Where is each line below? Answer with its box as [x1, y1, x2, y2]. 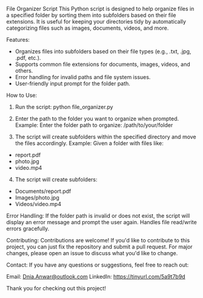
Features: [6, 36, 30, 43]
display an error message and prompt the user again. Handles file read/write [6, 219, 197, 225]
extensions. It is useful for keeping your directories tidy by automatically [6, 18, 187, 25]
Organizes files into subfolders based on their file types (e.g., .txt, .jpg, [15, 48, 191, 55]
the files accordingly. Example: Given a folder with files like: [15, 140, 164, 147]
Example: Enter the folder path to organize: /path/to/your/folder [15, 121, 173, 129]
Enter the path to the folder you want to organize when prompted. [15, 115, 179, 122]
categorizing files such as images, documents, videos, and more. [6, 24, 169, 31]
